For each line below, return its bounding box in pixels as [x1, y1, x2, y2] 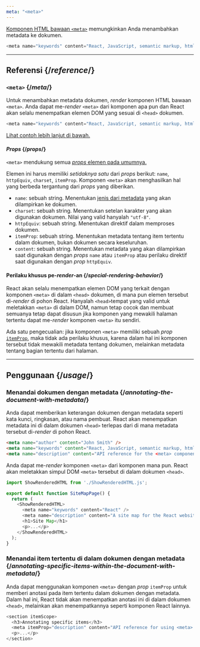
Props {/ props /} [6, 145, 46, 152]
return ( [11, 496, 33, 502]
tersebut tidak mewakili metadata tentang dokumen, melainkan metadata [6, 341, 185, 348]
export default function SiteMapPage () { [6, 490, 111, 496]
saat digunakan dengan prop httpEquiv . [14, 258, 112, 265]
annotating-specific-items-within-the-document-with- [11, 562, 176, 571]
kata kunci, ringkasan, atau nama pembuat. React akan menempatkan [6, 416, 177, 423]
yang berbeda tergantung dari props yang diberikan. [6, 183, 135, 190]
